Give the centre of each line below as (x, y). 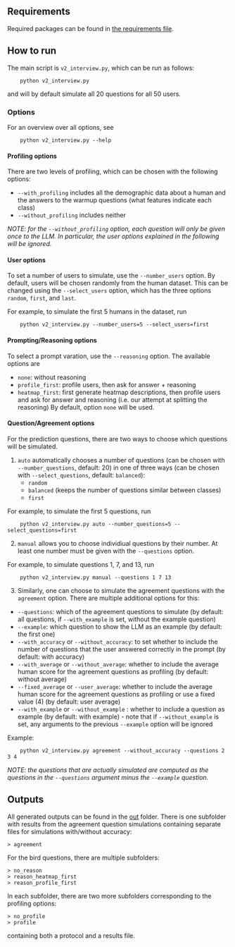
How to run (32, 51)
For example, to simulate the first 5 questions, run (79, 511)
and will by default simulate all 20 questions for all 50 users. (94, 94)
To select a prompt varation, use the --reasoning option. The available (109, 356)
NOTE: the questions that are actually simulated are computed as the (108, 770)
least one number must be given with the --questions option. (106, 551)
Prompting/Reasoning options (52, 340)
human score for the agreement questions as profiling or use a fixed (116, 694)
